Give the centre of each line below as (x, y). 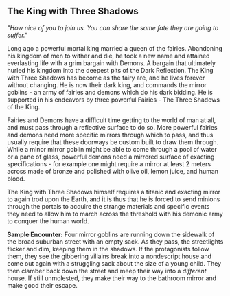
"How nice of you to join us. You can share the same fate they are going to (113, 27)
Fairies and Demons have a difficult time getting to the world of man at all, (112, 120)
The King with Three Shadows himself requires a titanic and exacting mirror (114, 192)
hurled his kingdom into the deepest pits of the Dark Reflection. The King (111, 70)
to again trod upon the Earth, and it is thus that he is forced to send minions (114, 199)
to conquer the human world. (48, 221)
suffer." (18, 35)
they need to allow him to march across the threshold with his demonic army (115, 214)
